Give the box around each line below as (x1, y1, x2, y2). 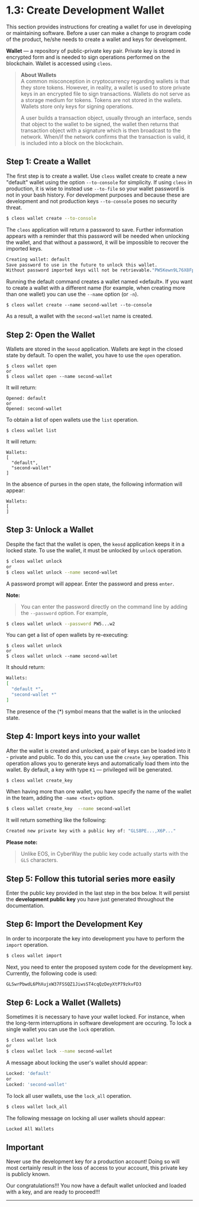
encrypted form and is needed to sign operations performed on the (6, 53, 170, 60)
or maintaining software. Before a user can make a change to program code (6, 29, 191, 36)
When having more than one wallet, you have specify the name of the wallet (6, 788, 191, 795)
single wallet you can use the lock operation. (6, 1026, 115, 1033)
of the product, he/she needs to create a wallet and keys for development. (6, 36, 188, 43)
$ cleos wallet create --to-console (6, 215, 97, 221)
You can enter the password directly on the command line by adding (20, 603, 188, 610)
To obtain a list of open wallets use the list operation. (6, 416, 139, 424)
